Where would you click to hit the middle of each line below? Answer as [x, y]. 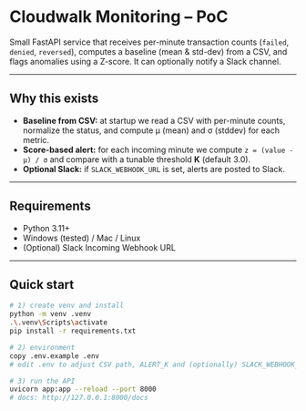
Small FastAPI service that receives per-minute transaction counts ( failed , [149, 42]
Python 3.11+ [46, 228]
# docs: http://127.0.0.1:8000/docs [79, 398]
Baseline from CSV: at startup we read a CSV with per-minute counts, [154, 120]
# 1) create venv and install [67, 306]
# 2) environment [42, 347]
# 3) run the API [42, 381]
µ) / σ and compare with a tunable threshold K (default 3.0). [137, 159]
